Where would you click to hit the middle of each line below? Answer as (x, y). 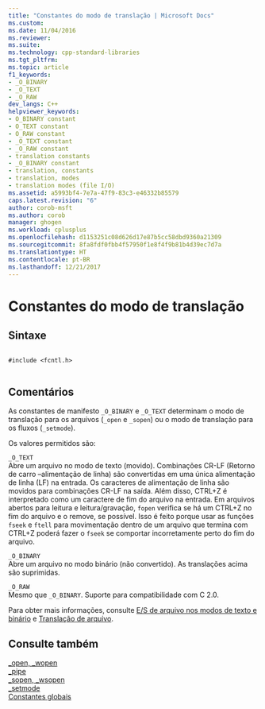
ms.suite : (25, 45)
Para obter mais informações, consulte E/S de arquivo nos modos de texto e (133, 610)
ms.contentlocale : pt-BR (49, 259)
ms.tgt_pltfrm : (33, 60)
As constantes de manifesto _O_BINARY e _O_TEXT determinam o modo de (126, 411)
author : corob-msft (40, 207)
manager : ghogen (35, 223)
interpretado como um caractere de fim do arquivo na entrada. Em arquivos (132, 500)
